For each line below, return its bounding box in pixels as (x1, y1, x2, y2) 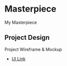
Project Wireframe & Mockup (4, 46, 62, 52)
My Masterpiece (4, 19, 37, 25)
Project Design (4, 33, 50, 42)
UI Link (11, 56, 26, 62)
